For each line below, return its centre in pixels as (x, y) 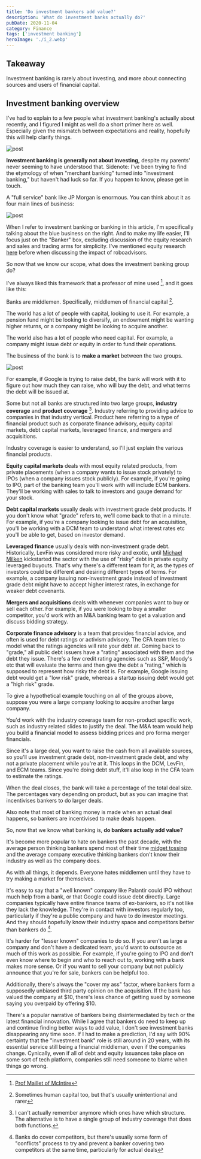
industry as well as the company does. (54, 861)
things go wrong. (27, 1066)
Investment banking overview (63, 103)
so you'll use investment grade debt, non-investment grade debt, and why (98, 757)
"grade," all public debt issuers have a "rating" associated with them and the (100, 652)
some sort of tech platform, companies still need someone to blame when (97, 1060)
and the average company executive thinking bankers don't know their (93, 854)
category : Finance (29, 28)
